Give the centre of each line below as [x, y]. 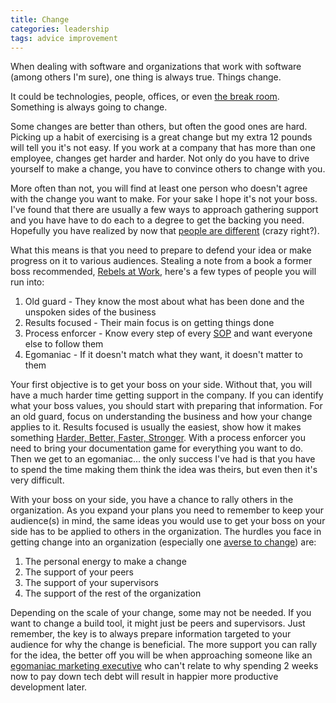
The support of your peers [79, 572]
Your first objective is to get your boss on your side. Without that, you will [161, 385]
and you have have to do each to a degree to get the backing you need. [157, 220]
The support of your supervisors [92, 583]
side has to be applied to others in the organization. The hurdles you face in [166, 532]
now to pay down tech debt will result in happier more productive [144, 677]
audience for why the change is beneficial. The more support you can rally [164, 645]
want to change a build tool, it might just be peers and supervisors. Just [158, 623]
